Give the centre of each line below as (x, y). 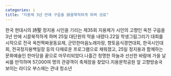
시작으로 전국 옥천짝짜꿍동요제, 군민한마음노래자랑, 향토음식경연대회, (74, 43)
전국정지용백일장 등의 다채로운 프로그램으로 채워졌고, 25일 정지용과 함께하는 (88, 49)
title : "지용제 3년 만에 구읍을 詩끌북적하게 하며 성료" (57, 15)
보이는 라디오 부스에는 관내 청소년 (39, 68)
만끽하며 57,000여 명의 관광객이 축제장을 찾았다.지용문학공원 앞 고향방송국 (89, 62)
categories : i (20, 10)
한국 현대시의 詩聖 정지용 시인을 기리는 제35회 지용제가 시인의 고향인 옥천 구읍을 (85, 30)
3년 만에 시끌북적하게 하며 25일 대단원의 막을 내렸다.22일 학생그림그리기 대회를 (84, 36)
